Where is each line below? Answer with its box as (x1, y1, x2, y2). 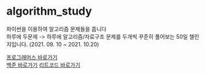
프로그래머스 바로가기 (6, 53, 58, 61)
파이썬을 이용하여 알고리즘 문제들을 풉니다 (6, 25, 107, 32)
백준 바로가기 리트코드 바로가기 (6, 61, 81, 68)
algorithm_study (6, 4, 92, 18)
